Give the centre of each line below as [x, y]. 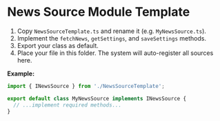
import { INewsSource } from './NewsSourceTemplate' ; [86, 86]
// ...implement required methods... [68, 105]
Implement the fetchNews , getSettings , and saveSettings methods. [112, 38]
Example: [21, 74]
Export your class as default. [58, 45]
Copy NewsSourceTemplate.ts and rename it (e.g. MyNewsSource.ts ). [112, 31]
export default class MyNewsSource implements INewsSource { [97, 98]
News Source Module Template [99, 12]
